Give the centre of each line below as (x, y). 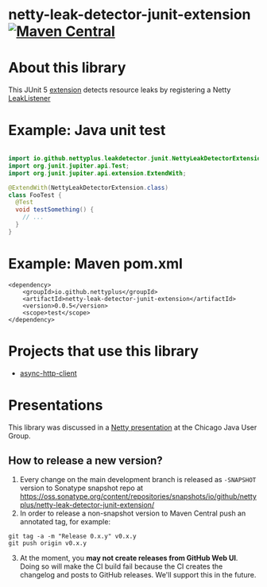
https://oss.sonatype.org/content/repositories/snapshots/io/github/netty (138, 496)
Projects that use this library (103, 351)
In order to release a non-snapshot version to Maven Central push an (133, 513)
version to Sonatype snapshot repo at (81, 488)
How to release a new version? (85, 461)
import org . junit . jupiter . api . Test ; (69, 166)
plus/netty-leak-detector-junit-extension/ (87, 505)
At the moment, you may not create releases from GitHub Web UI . (129, 558)
